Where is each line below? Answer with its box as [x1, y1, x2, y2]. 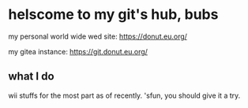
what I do [8, 69, 54, 84]
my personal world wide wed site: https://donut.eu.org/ [8, 32, 188, 41]
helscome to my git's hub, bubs [8, 6, 219, 24]
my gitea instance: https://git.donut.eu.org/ [8, 47, 148, 56]
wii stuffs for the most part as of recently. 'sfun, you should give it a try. [8, 91, 241, 100]
